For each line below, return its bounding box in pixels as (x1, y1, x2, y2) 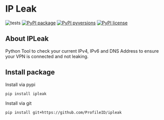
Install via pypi (5, 82, 36, 88)
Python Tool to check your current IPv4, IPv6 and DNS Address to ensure (5, 48, 159, 54)
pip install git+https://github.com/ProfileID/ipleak (5, 110, 122, 115)
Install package (5, 68, 55, 76)
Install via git (5, 100, 32, 106)
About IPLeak (5, 34, 49, 43)
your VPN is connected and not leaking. (5, 53, 89, 59)
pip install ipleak (5, 91, 47, 96)
